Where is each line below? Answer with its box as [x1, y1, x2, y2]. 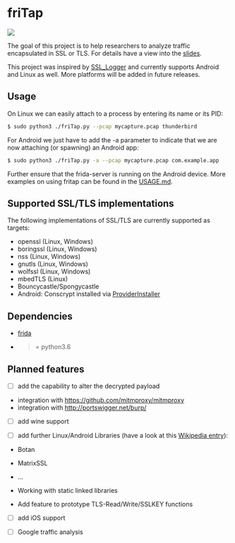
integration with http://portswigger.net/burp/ [17, 403, 147, 412]
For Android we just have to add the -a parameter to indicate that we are [7, 135, 217, 144]
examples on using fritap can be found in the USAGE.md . [7, 177, 173, 185]
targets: [7, 224, 30, 232]
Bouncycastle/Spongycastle [17, 282, 100, 291]
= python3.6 [35, 343, 71, 351]
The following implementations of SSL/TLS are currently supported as [7, 216, 210, 225]
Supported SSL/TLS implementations [7, 197, 174, 209]
